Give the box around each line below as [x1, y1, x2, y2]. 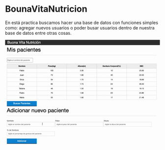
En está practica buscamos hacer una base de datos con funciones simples [5, 20, 159, 25]
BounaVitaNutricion [5, 3, 87, 15]
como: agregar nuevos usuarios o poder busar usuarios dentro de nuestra [5, 25, 155, 30]
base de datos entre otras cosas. [5, 30, 72, 36]
